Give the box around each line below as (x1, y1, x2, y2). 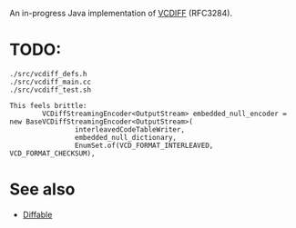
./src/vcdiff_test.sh (9, 85, 92, 94)
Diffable (22, 209, 53, 220)
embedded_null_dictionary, (74, 133, 178, 142)
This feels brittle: (9, 101, 88, 110)
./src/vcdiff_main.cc (9, 77, 92, 86)
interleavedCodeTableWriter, (74, 124, 185, 134)
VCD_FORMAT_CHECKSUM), (9, 149, 96, 158)
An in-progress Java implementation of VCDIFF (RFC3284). (9, 8, 233, 18)
